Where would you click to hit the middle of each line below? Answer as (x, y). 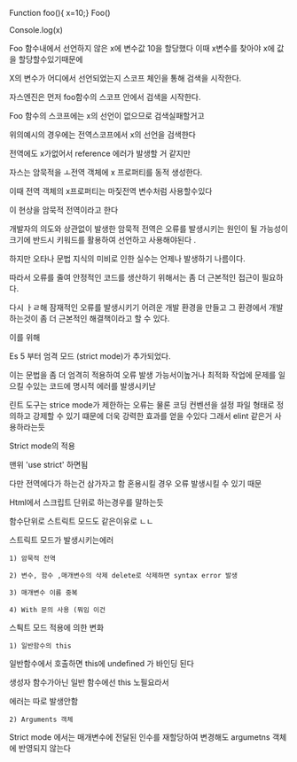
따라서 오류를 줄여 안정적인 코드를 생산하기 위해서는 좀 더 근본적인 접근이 (134, 277)
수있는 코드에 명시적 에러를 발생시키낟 (91, 386)
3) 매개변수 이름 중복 (43, 593)
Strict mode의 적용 (42, 446)
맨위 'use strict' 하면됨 (49, 465)
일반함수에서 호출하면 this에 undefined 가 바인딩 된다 (102, 663)
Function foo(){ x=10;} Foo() (60, 13)
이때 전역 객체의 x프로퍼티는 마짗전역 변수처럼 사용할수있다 (111, 191)
